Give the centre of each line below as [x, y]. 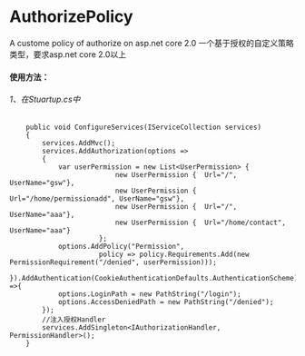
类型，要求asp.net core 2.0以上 [68, 54]
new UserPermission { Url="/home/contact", [200, 222]
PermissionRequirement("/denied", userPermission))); [113, 262]
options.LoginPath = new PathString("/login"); [150, 294]
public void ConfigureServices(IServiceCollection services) [143, 127]
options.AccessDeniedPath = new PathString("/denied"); [166, 302]
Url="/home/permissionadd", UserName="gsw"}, [97, 198]
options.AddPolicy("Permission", [121, 246]
